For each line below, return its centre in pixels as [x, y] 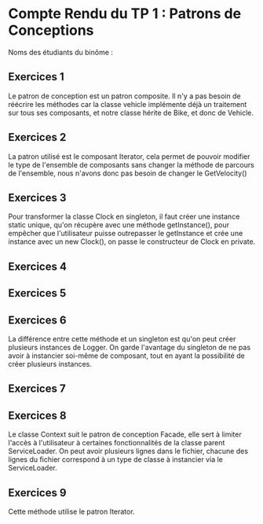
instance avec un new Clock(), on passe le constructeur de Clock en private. [132, 242]
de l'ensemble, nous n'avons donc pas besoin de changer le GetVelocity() [128, 173]
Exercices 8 [37, 415]
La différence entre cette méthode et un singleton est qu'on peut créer [122, 338]
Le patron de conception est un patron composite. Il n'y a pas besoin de [124, 96]
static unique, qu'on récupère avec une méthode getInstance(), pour [119, 225]
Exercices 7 [37, 389]
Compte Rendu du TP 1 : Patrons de [125, 14]
